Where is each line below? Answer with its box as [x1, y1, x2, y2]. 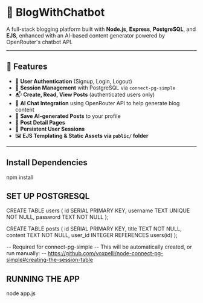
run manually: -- [6, 250, 47, 257]
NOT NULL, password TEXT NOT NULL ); [6, 213, 109, 221]
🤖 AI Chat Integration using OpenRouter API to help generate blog [14, 99, 180, 106]
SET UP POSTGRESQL [6, 191, 90, 201]
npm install [6, 174, 34, 181]
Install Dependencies [6, 157, 88, 168]
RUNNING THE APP [6, 273, 80, 284]
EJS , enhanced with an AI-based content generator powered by [6, 31, 165, 39]
